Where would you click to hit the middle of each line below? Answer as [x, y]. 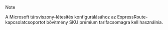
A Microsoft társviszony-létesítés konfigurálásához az [61, 17]
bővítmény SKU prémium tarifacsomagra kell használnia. [105, 22]
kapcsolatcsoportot [25, 22]
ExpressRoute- [132, 17]
